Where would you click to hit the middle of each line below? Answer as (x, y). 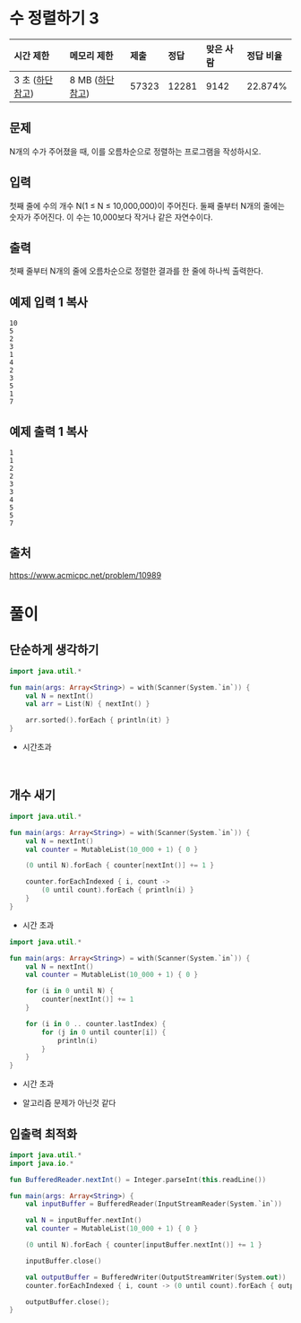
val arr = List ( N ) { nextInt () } (88, 704)
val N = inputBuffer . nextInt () (84, 1221)
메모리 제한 (91, 56)
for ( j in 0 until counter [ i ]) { (104, 1032)
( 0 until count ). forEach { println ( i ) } (118, 890)
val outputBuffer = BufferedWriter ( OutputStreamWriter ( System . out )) (156, 1277)
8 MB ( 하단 (92, 80)
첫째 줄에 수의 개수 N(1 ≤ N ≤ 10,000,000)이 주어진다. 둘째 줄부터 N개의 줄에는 (147, 205)
